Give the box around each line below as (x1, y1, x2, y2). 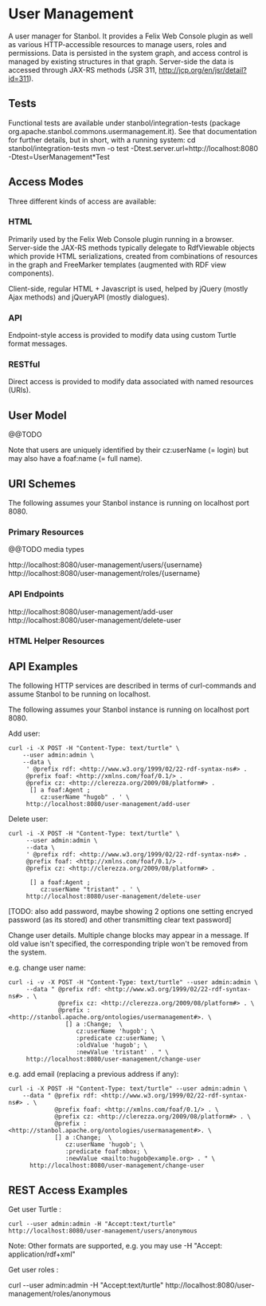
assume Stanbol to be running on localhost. (8, 689, 151, 699)
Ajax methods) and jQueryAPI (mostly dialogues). (8, 292, 170, 302)
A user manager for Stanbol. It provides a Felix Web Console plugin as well (8, 31, 253, 41)
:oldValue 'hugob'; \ (76, 1042, 148, 1050)
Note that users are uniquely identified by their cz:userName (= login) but (8, 445, 249, 455)
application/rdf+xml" (8, 1249, 76, 1259)
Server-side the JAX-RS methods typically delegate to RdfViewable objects (8, 243, 255, 252)
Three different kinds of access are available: (8, 196, 157, 206)
